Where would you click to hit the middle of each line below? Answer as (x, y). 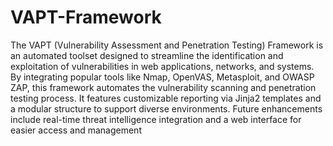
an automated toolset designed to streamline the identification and (147, 55)
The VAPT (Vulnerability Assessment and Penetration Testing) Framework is (167, 45)
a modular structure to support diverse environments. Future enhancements (166, 108)
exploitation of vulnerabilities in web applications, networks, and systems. (162, 66)
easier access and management (76, 130)
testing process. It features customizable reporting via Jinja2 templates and (166, 98)
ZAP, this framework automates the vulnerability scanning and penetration (163, 87)
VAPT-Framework (86, 17)
